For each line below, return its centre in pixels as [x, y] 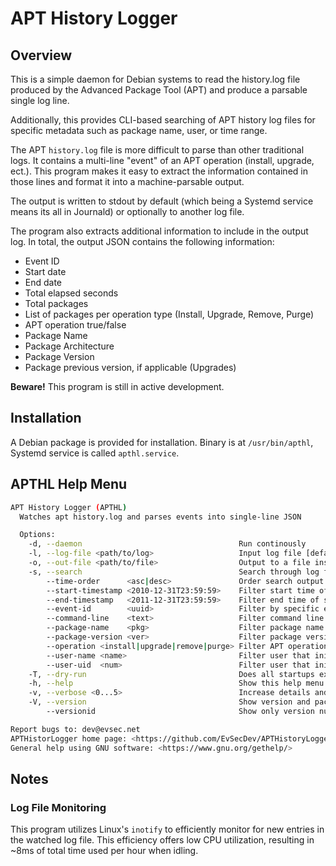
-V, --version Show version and [169, 702]
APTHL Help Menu [69, 484]
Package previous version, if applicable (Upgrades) [130, 367]
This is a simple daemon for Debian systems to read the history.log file [155, 79]
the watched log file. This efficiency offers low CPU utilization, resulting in [162, 840]
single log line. [40, 100]
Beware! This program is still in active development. [117, 386]
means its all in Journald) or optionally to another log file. [127, 211]
